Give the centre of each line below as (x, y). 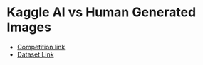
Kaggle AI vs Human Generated (101, 12)
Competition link (41, 47)
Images (29, 27)
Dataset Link (35, 54)
